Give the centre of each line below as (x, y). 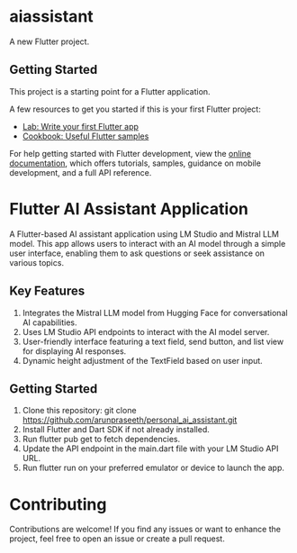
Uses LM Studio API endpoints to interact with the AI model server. (146, 331)
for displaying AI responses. (74, 351)
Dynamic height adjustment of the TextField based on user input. (142, 360)
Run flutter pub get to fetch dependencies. (101, 440)
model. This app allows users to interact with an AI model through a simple (148, 243)
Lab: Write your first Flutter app (81, 126)
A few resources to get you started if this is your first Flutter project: (135, 109)
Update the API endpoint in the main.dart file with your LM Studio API (150, 449)
